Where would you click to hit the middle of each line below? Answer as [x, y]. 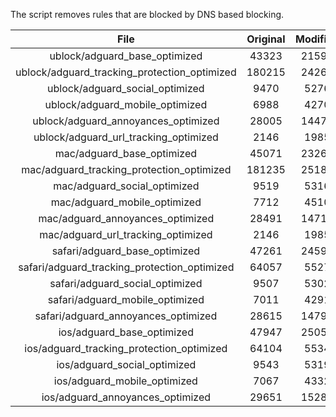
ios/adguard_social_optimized [126, 364]
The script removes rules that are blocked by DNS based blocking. [147, 14]
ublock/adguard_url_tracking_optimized [126, 137]
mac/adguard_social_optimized [126, 186]
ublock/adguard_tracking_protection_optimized [126, 72]
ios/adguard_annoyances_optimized [126, 397]
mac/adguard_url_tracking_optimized [126, 234]
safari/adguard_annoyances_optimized [126, 316]
